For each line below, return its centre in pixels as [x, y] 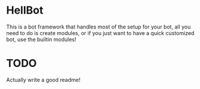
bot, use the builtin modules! [41, 39]
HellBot [25, 10]
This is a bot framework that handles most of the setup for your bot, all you [99, 27]
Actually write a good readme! [43, 80]
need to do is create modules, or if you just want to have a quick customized [100, 33]
